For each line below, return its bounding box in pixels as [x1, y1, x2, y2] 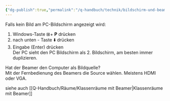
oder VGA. [5, 75, 27, 81]
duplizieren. [12, 55, 37, 61]
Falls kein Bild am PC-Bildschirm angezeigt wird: [5, 21, 106, 27]
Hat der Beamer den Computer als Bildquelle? [5, 64, 101, 71]
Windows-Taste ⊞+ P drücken [12, 31, 76, 37]
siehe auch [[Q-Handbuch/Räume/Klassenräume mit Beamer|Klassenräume [5, 85, 163, 91]
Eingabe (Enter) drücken [12, 44, 64, 50]
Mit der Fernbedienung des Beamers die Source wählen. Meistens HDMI [5, 70, 156, 76]
